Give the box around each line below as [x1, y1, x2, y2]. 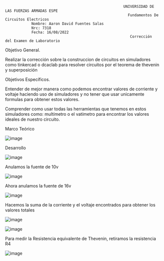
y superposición [5, 67, 38, 73]
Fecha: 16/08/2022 [31, 30, 69, 35]
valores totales [5, 207, 35, 213]
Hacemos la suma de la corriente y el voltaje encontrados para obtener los [5, 202, 156, 208]
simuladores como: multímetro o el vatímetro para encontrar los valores [5, 111, 149, 117]
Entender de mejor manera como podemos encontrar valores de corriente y [5, 86, 158, 92]
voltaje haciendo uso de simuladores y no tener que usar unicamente [5, 91, 144, 97]
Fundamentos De [127, 13, 159, 18]
